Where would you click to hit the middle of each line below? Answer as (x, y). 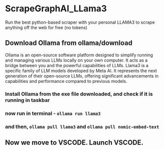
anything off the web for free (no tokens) (46, 27)
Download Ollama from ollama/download (69, 43)
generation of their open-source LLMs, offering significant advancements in (82, 76)
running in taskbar (27, 100)
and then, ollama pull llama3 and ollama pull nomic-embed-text (82, 126)
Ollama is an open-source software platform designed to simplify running (79, 55)
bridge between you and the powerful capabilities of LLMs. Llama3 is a (77, 65)
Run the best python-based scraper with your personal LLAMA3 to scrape (80, 22)
